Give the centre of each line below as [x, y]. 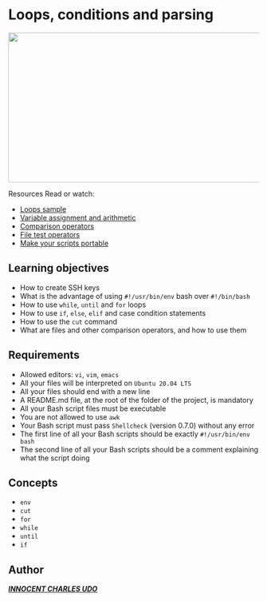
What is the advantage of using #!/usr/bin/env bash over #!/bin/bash [135, 296]
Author [26, 569]
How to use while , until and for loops [83, 304]
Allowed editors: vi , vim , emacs [69, 374]
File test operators [50, 234]
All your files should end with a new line [85, 391]
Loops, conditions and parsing [111, 15]
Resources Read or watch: [51, 193]
